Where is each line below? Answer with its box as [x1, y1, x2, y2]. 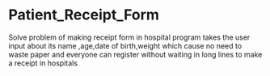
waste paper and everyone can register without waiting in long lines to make [8, 49, 263, 59]
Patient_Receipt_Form [8, 6, 160, 24]
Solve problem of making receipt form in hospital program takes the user [8, 32, 251, 42]
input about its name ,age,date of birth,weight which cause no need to [8, 40, 243, 50]
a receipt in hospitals [8, 58, 78, 68]
